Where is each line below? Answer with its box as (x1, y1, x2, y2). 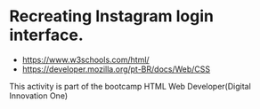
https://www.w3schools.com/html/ (21, 54, 150, 65)
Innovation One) (9, 90, 69, 101)
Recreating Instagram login (9, 6, 214, 27)
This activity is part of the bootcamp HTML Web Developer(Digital (9, 81, 251, 91)
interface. (9, 25, 84, 45)
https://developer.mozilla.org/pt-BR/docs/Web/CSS (21, 64, 211, 74)
